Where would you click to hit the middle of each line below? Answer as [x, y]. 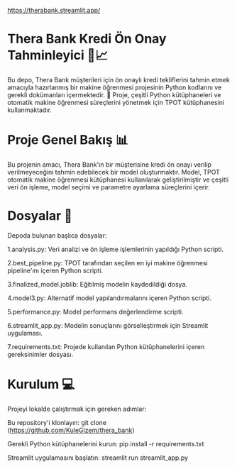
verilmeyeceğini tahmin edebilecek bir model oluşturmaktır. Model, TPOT [114, 172]
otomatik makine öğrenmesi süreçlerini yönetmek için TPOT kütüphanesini [116, 102]
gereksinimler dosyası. [40, 354]
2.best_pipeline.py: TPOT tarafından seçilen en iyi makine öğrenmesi [108, 263]
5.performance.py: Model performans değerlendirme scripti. [95, 311]
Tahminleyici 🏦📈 [58, 55]
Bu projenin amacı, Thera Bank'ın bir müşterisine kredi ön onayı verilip [109, 164]
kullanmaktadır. [29, 110]
